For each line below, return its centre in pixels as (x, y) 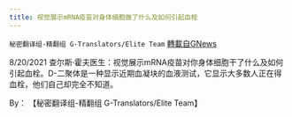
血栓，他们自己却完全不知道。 (63, 84)
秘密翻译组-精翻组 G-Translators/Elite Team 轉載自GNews (113, 43)
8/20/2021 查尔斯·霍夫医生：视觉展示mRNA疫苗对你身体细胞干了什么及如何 (146, 62)
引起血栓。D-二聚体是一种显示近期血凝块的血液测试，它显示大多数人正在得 (146, 73)
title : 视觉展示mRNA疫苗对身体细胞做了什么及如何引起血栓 (104, 17)
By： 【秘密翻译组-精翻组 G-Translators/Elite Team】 (106, 103)
